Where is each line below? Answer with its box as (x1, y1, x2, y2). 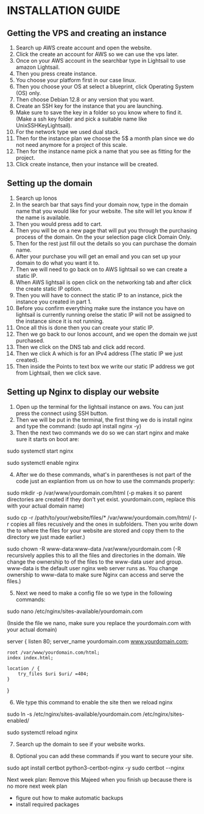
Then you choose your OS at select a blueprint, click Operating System (15, 83, 194, 90)
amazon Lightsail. (15, 63, 60, 71)
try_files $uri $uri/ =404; (18, 671, 89, 677)
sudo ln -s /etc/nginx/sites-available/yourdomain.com (7, 710, 142, 718)
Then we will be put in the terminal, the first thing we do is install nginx (15, 416, 193, 423)
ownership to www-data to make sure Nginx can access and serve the (7, 571, 185, 578)
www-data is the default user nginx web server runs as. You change (7, 564, 178, 572)
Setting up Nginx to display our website (7, 387, 160, 397)
